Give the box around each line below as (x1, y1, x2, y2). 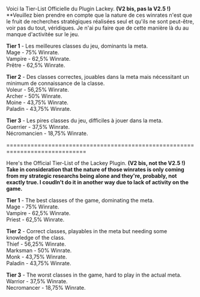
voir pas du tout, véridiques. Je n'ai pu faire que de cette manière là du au (6, 24, 189, 31)
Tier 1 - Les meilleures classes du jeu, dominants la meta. (6, 42, 148, 49)
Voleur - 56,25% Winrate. (6, 86, 70, 93)
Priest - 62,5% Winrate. (6, 216, 65, 223)
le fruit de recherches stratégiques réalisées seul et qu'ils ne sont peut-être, (6, 18, 194, 25)
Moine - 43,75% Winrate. (6, 99, 69, 106)
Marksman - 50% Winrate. (6, 247, 72, 254)
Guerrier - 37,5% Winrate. (6, 123, 70, 130)
